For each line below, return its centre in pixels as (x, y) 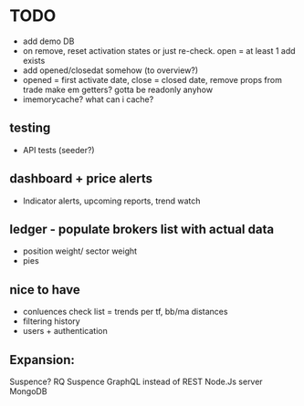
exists (34, 60)
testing (30, 128)
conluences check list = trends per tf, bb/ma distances (125, 312)
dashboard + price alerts (81, 179)
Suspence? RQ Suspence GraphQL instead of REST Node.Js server (136, 381)
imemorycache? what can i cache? (88, 99)
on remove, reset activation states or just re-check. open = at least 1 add (159, 50)
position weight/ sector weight (80, 251)
